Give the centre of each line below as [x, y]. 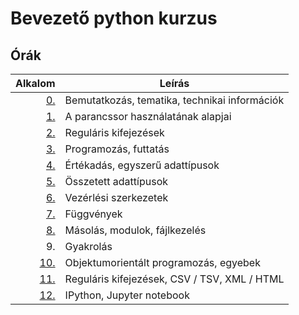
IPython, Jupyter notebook [127, 295]
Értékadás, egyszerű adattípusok [142, 165]
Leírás [174, 83]
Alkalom [35, 83]
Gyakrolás [88, 246]
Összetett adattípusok [116, 181]
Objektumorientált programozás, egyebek [162, 262]
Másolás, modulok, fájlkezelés [135, 230]
